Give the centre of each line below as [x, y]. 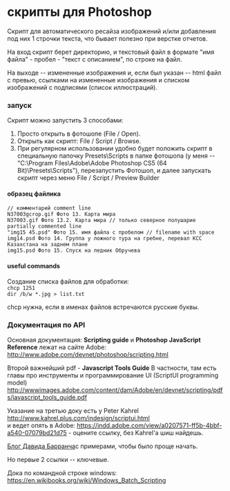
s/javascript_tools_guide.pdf [47, 397]
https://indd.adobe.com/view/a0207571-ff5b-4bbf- [150, 425]
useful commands [34, 266]
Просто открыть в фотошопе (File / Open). [79, 134]
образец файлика [34, 194]
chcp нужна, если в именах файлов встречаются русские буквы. [103, 307]
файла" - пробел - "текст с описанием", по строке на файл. [95, 59]
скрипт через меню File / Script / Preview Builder [88, 178]
